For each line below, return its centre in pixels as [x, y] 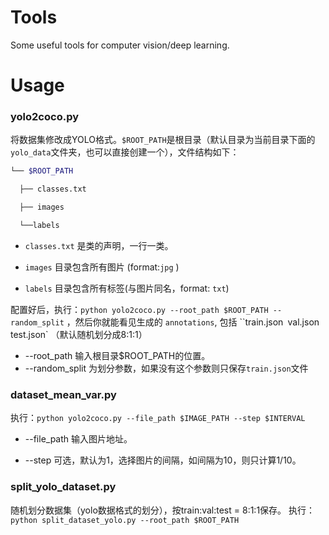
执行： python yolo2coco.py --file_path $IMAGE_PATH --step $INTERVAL [158, 418]
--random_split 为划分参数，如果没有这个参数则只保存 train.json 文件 [166, 368]
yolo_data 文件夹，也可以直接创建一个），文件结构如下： [125, 152]
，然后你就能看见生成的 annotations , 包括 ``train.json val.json [193, 322]
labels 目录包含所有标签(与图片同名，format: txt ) [127, 288]
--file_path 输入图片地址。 [78, 439]
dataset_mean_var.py [63, 394]
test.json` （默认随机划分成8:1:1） [79, 334]
